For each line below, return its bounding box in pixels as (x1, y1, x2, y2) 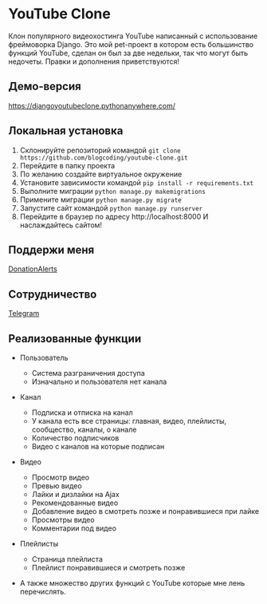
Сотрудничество (8, 287, 97, 301)
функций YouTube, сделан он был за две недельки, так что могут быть (8, 48, 249, 57)
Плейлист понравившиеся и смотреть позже (31, 563, 186, 572)
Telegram (8, 309, 40, 318)
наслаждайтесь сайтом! (19, 220, 102, 230)
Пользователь (19, 353, 69, 362)
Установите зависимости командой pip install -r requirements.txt (19, 177, 253, 188)
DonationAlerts (8, 264, 57, 274)
